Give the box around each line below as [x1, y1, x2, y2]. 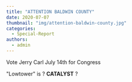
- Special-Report [11, 31, 55, 37]
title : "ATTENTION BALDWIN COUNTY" [6, 8, 95, 15]
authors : [6, 37, 28, 42]
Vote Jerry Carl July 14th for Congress [6, 58, 101, 66]
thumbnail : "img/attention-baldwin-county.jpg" [6, 20, 127, 26]
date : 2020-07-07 [6, 14, 50, 20]
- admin [11, 42, 31, 48]
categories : [6, 25, 36, 32]
